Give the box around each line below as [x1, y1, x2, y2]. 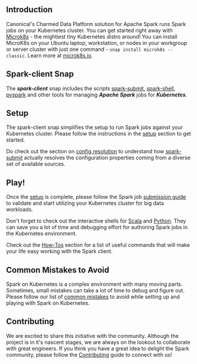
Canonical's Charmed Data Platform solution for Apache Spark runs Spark [6, 20, 186, 27]
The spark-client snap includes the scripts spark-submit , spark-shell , [6, 85, 176, 92]
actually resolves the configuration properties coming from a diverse [24, 154, 191, 162]
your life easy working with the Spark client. [6, 248, 113, 255]
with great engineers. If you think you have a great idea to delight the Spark [6, 344, 190, 352]
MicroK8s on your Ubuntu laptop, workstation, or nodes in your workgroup [6, 39, 188, 46]
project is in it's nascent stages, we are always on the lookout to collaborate [6, 339, 191, 346]
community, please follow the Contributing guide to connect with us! [6, 351, 172, 358]
